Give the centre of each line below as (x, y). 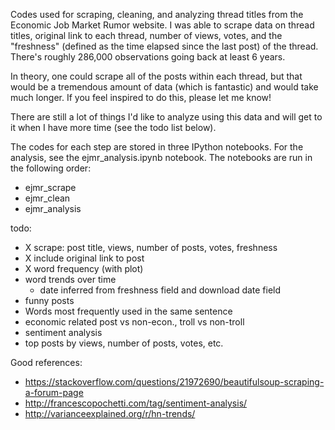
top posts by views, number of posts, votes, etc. (124, 343)
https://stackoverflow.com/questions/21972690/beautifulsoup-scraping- (174, 382)
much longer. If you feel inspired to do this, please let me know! (141, 97)
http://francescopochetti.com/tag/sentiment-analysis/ (136, 403)
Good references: (46, 362)
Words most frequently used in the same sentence (128, 311)
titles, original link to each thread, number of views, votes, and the (146, 35)
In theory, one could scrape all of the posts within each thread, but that (156, 76)
